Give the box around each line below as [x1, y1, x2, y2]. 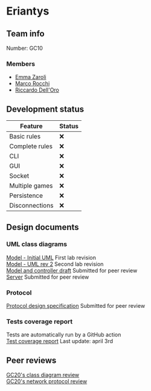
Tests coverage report [6, 318, 73, 326]
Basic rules [9, 132, 41, 141]
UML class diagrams [6, 240, 68, 248]
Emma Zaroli [14, 73, 47, 81]
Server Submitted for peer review [6, 273, 89, 280]
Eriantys [6, 4, 50, 18]
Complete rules [9, 142, 53, 151]
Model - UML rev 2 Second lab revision [6, 260, 104, 268]
